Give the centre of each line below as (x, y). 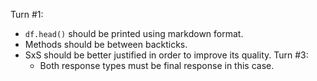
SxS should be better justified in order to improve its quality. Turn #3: (166, 55)
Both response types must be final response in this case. (157, 65)
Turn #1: (27, 14)
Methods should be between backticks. (106, 44)
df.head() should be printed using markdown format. (134, 33)
